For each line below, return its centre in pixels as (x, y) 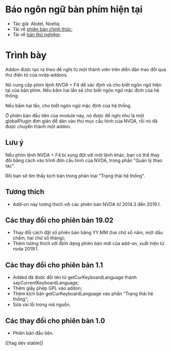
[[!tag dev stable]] (24, 343)
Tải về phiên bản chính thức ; (43, 29)
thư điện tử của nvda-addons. (37, 75)
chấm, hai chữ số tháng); (39, 238)
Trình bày (26, 55)
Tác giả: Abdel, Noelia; (36, 24)
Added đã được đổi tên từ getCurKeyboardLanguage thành (75, 277)
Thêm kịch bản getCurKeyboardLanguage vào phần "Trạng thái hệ (83, 294)
